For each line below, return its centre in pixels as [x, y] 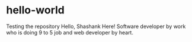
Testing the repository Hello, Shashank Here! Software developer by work [96, 26]
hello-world [36, 10]
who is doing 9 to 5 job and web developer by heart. [70, 32]
